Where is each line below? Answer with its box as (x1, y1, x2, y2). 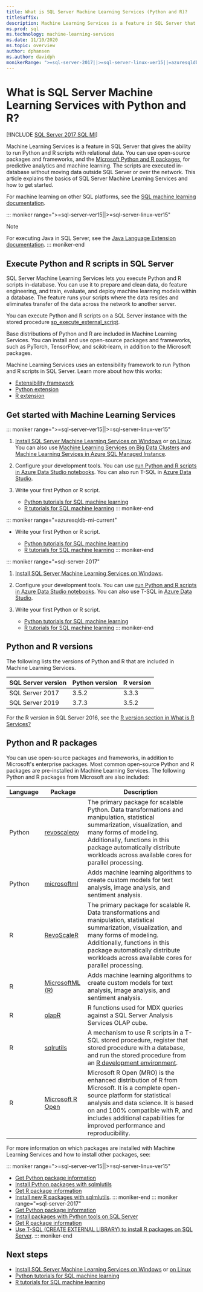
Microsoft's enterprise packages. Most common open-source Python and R (6, 760, 195, 768)
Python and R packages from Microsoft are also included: (6, 773, 150, 781)
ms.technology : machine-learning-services (6, 31, 115, 37)
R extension (14, 392, 45, 400)
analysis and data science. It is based (87, 1099, 194, 1107)
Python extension (14, 386, 59, 393)
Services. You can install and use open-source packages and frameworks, (6, 337, 192, 344)
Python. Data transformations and (87, 805, 183, 814)
